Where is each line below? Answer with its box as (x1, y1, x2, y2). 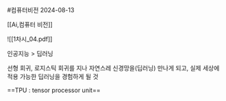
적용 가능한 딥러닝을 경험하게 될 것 (7, 72, 99, 81)
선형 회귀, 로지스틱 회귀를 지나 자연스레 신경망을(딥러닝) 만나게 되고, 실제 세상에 (7, 64, 220, 72)
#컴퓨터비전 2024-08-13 (7, 6, 75, 14)
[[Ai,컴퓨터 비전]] (7, 20, 53, 29)
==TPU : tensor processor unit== (7, 86, 101, 94)
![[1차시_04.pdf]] (7, 35, 53, 43)
